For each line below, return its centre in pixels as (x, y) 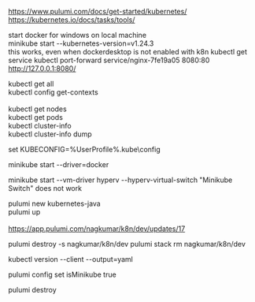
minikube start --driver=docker (59, 164)
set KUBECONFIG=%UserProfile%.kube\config (85, 149)
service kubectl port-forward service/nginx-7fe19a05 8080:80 (109, 60)
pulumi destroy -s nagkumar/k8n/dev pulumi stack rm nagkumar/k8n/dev (127, 244)
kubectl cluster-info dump (50, 134)
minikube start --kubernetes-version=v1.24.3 (81, 43)
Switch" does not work (45, 188)
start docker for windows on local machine (78, 35)
